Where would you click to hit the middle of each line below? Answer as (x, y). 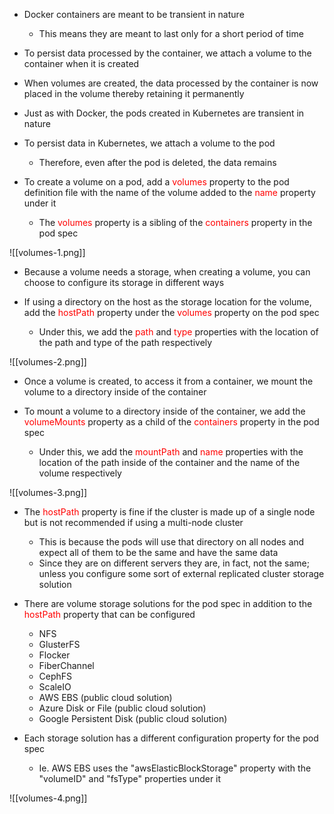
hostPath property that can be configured (109, 614)
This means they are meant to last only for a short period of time (171, 33)
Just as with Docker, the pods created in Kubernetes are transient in (164, 113)
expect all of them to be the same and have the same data (158, 552)
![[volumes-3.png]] (48, 492)
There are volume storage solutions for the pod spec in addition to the (168, 603)
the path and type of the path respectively (125, 342)
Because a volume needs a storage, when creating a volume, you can (167, 272)
